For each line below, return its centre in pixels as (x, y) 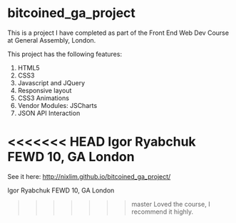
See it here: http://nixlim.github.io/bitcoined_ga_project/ (89, 176)
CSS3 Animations (43, 98)
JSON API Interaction (49, 113)
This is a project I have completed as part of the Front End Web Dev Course (118, 33)
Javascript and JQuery (51, 82)
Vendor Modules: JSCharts (57, 105)
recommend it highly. (163, 212)
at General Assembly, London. (52, 40)
